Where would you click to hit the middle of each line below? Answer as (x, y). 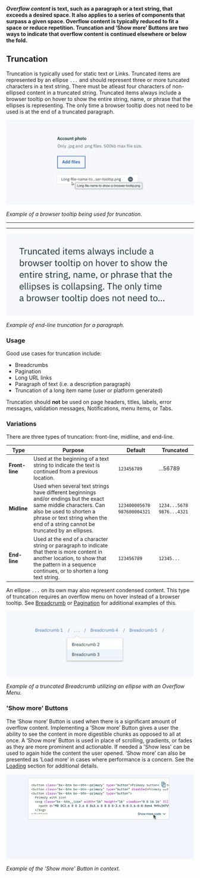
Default (136, 450)
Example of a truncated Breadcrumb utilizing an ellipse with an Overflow (96, 686)
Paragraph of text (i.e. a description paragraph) (73, 384)
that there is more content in (68, 552)
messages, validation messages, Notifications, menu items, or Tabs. (90, 408)
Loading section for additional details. (52, 766)
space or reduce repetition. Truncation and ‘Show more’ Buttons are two (97, 27)
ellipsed (16, 93)
